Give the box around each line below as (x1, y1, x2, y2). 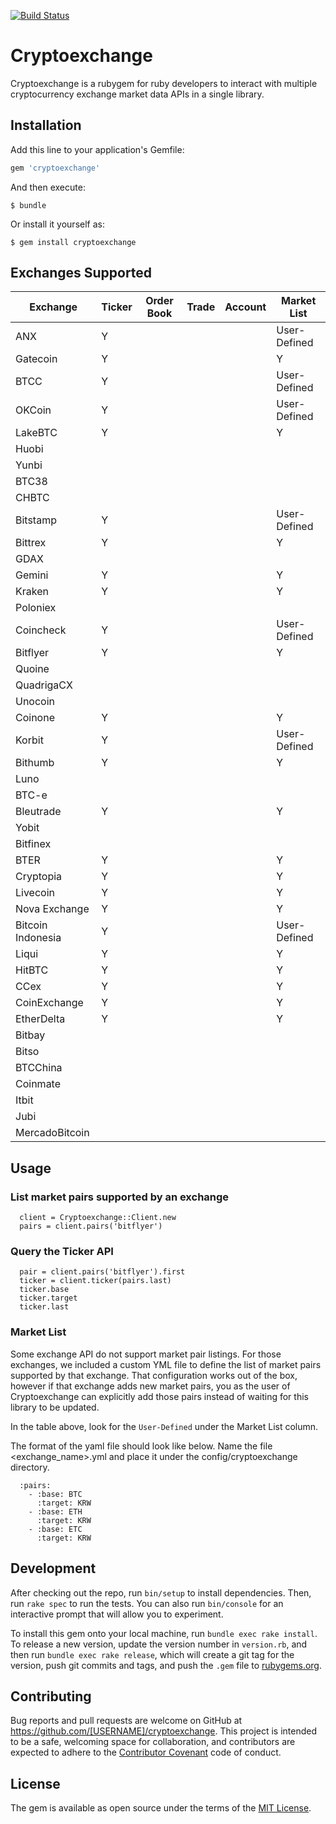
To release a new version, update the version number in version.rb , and (10, 1638, 308, 1650)
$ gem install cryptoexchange (10, 237, 137, 247)
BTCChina (15, 1061, 63, 1075)
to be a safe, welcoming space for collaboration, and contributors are (10, 1736, 296, 1748)
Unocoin (15, 695, 56, 709)
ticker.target (19, 1293, 78, 1304)
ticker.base (19, 1285, 70, 1295)
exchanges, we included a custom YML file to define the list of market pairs (10, 1358, 322, 1370)
